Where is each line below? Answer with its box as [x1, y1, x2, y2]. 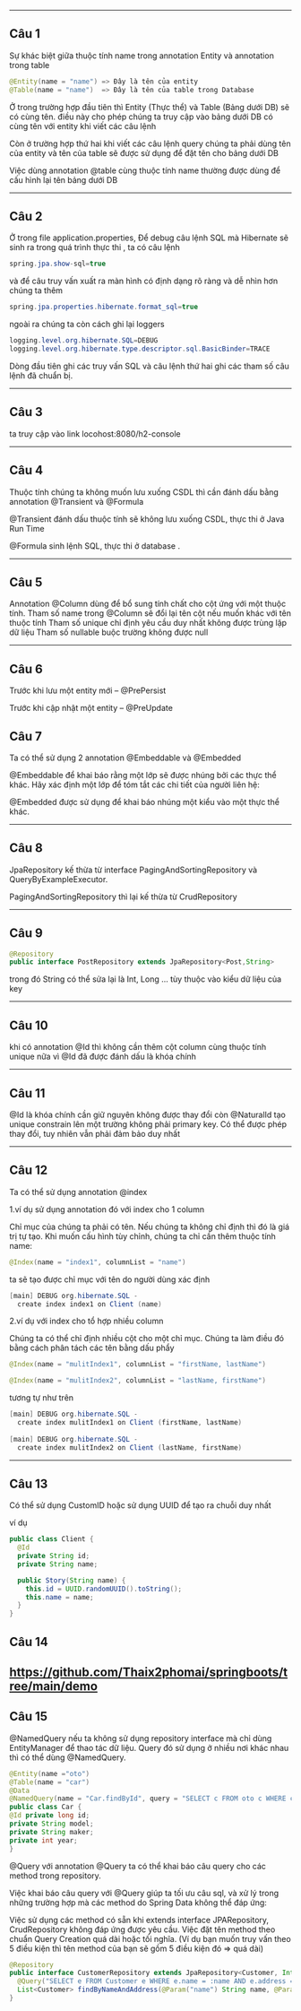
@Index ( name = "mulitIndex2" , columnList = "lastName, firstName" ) [9, 1376, 267, 1385]
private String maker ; [9, 1827, 94, 1836]
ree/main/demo [9, 1678, 99, 1694]
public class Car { [9, 1803, 82, 1812]
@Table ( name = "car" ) [9, 1777, 90, 1787]
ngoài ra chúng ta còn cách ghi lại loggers [9, 319, 165, 330]
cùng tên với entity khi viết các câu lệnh [9, 120, 157, 131]
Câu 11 [9, 1086, 46, 1101]
